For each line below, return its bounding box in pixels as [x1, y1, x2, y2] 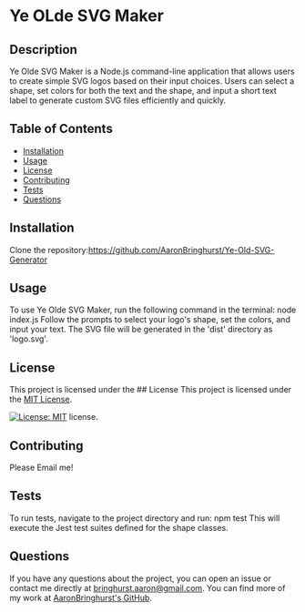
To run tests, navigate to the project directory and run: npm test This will [9, 512, 280, 524]
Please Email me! [9, 462, 74, 474]
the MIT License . [9, 393, 73, 405]
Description [9, 42, 77, 57]
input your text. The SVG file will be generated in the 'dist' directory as [9, 324, 273, 335]
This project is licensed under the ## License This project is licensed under [9, 384, 292, 395]
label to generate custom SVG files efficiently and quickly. [9, 95, 227, 106]
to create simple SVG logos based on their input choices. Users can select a [9, 76, 294, 87]
